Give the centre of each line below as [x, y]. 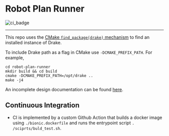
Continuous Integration [42, 106]
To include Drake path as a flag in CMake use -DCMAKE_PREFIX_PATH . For [79, 52]
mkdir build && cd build [31, 71]
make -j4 [14, 80]
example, [15, 57]
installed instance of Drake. [33, 42]
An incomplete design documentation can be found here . [64, 89]
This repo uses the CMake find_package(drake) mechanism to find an [77, 37]
